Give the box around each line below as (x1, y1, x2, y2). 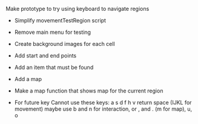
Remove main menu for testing (14, 28, 91, 36)
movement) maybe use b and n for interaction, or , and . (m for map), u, (14, 105, 193, 113)
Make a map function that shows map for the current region (14, 87, 163, 94)
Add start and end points (14, 52, 77, 59)
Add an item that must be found (14, 64, 94, 71)
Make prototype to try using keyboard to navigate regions (5, 5, 150, 12)
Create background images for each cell (14, 41, 116, 47)
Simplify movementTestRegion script (14, 17, 107, 24)
